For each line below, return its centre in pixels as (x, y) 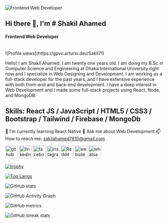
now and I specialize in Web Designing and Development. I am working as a (84, 74)
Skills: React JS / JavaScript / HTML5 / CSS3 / (79, 111)
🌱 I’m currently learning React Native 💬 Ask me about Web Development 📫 (83, 131)
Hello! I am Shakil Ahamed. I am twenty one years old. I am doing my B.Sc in (84, 63)
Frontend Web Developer (32, 36)
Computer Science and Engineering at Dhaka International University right (82, 68)
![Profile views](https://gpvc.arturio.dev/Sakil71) (55, 53)
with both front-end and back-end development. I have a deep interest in (81, 84)
